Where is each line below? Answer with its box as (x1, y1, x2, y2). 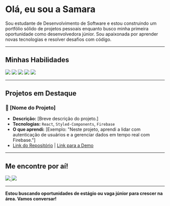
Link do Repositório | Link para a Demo (12, 142, 94, 148)
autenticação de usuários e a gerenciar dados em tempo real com (12, 132, 150, 138)
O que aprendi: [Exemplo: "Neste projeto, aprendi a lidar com (12, 126, 141, 132)
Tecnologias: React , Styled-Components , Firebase (12, 121, 115, 127)
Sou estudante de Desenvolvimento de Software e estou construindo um (5, 20, 157, 26)
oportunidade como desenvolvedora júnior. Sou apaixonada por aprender (5, 31, 158, 37)
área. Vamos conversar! (5, 196, 57, 202)
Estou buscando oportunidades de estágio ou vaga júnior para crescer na (5, 190, 163, 196)
